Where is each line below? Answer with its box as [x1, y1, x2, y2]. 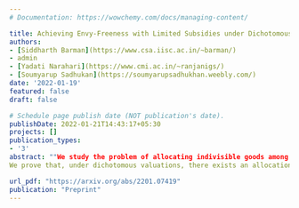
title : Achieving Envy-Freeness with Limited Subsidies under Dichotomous [9, 28, 293, 38]
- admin [9, 54, 38, 63]
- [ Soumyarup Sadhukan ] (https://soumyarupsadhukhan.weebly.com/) [9, 70, 256, 80]
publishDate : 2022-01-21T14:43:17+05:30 [9, 119, 162, 129]
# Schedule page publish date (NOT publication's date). [9, 111, 225, 120]
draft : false [9, 95, 58, 104]
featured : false [9, 86, 69, 96]
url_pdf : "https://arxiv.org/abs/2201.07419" [9, 177, 181, 186]
